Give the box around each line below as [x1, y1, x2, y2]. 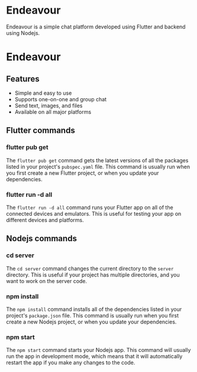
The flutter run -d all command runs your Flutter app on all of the [6, 204, 173, 211]
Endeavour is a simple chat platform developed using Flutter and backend [6, 23, 186, 30]
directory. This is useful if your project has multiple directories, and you [6, 271, 180, 278]
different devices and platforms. [6, 216, 84, 223]
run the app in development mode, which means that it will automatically [6, 353, 183, 360]
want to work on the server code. [6, 277, 88, 284]
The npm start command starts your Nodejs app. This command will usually [6, 347, 191, 354]
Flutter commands [6, 126, 75, 136]
